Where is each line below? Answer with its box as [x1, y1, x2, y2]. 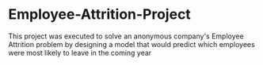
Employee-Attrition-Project [8, 5, 192, 23]
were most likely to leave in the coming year [8, 48, 152, 57]
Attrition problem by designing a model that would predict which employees [8, 39, 255, 49]
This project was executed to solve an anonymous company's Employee [8, 31, 244, 41]
